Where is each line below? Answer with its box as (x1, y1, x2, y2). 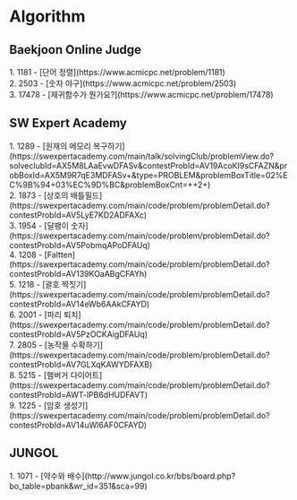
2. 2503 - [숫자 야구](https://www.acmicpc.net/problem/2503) (9, 78, 237, 89)
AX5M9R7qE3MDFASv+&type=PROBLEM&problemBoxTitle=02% (44, 169, 284, 180)
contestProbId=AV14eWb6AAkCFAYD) (9, 298, 150, 309)
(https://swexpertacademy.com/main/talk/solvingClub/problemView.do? (9, 151, 275, 161)
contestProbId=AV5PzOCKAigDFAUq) (9, 329, 148, 340)
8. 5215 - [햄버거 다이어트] (9, 369, 103, 380)
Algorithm (9, 6, 86, 27)
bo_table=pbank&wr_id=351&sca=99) (9, 480, 148, 491)
